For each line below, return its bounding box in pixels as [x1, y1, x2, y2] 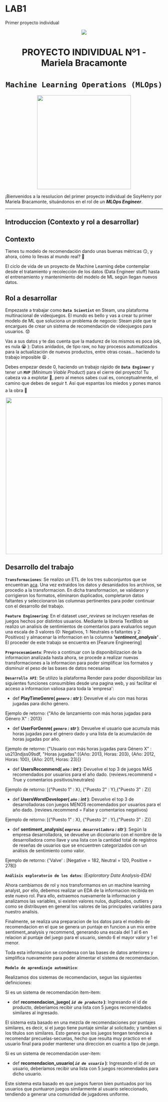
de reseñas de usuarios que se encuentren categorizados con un [12, 842, 147, 848]
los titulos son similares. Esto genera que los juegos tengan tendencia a [5, 1030, 152, 1036]
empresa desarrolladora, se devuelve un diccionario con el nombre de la [12, 831, 162, 838]
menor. [5, 939, 20, 946]
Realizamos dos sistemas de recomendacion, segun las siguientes [5, 974, 141, 980]
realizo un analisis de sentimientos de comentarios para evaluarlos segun [5, 623, 156, 629]
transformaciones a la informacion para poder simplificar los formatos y [5, 660, 153, 666]
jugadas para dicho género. [12, 700, 69, 706]
